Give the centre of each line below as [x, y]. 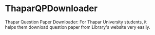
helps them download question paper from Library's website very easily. [77, 27]
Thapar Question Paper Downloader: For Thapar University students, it [76, 22]
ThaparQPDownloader [51, 9]
